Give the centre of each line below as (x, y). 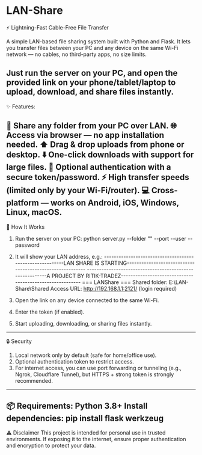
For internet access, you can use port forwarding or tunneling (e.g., (98, 368)
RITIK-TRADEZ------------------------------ (140, 276)
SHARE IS (87, 263)
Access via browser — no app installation (85, 135)
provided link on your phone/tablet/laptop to (91, 83)
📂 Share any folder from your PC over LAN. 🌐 (92, 126)
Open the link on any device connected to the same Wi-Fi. (87, 300)
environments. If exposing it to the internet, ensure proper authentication (96, 439)
